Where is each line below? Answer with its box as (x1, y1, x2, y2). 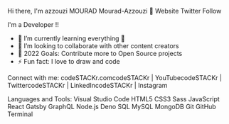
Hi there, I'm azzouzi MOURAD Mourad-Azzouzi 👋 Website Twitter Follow (7, 7, 222, 15)
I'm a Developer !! (7, 21, 59, 28)
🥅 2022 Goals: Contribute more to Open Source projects (17, 50, 183, 57)
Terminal (7, 110, 33, 118)
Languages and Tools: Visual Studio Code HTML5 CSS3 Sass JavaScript (7, 95, 220, 103)
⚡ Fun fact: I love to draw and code (17, 57, 121, 65)
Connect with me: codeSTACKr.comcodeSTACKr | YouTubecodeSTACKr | (7, 74, 223, 81)
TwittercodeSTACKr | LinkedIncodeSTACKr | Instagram (7, 81, 168, 89)
